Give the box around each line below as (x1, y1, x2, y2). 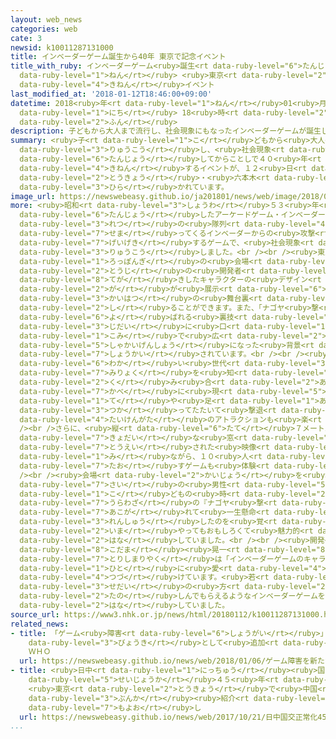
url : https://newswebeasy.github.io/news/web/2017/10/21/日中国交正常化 (19, 712, 318, 722)
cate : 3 (10, 33, 43, 43)
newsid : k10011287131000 (10, 42, 114, 53)
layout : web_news (10, 14, 83, 25)
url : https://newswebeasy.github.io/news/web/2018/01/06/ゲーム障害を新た (19, 656, 325, 666)
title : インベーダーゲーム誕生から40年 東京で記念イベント (10, 52, 227, 62)
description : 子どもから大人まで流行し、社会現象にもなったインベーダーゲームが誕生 (10, 126, 322, 136)
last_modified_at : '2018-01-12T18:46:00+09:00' (10, 89, 213, 99)
